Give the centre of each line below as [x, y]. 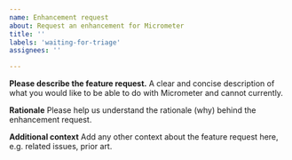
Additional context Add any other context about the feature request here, [144, 137]
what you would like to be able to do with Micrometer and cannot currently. [146, 93]
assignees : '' [36, 51]
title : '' [28, 34]
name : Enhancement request [59, 17]
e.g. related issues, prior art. [61, 147]
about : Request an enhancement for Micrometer [97, 26]
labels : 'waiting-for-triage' [65, 42]
